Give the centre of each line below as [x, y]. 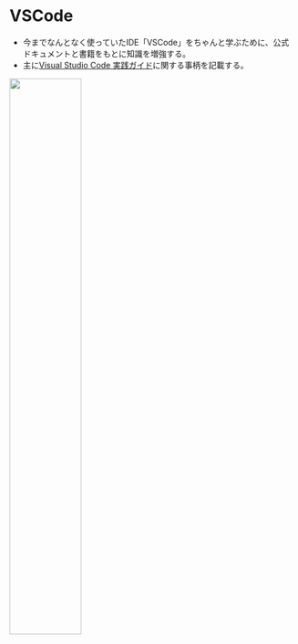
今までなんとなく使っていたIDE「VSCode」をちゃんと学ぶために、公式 [156, 42]
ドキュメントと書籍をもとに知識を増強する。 [107, 53]
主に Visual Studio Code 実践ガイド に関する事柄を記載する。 [135, 65]
